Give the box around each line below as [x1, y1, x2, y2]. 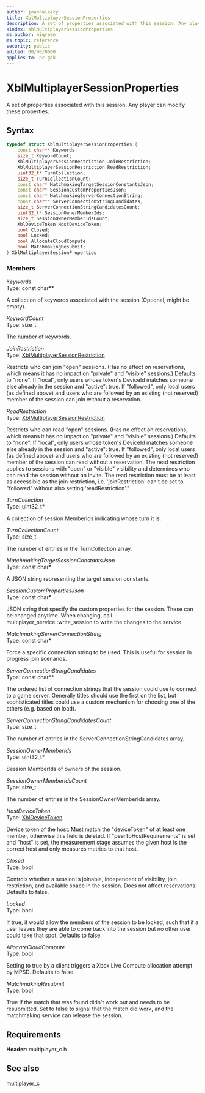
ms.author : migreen [6, 32, 56, 38]
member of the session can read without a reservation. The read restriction [6, 458, 195, 466]
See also [6, 1063, 40, 1074]
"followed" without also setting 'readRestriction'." [6, 485, 130, 492]
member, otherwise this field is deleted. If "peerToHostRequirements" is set [6, 832, 196, 840]
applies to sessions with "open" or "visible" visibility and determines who [6, 465, 190, 472]
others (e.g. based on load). [6, 705, 76, 712]
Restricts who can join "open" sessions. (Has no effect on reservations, [6, 364, 186, 371]
